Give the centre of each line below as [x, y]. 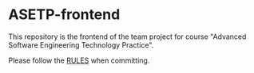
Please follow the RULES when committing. [79, 60]
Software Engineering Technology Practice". [81, 44]
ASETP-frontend [64, 15]
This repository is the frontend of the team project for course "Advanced [127, 36]
